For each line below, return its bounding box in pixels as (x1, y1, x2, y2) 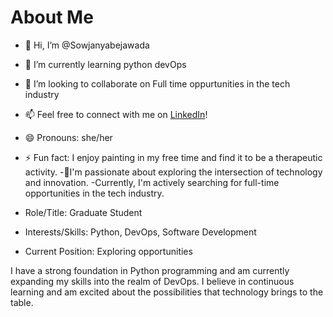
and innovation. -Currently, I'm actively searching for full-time (24, 176, 280, 188)
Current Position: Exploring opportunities (24, 245, 193, 257)
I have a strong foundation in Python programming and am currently (10, 264, 290, 276)
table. (10, 296, 34, 308)
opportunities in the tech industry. (24, 187, 165, 199)
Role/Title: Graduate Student (24, 206, 143, 218)
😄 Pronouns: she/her (24, 131, 113, 143)
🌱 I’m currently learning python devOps (24, 58, 187, 70)
